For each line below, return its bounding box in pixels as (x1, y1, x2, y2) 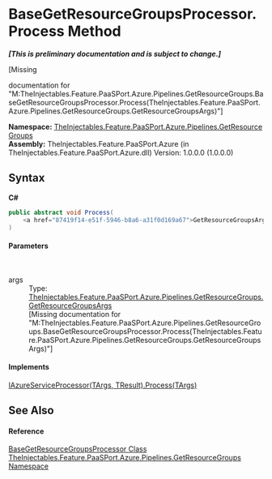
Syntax (8, 171, 45, 185)
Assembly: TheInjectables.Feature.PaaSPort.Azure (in (8, 139, 189, 148)
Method (67, 22, 121, 41)
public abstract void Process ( (8, 208, 114, 216)
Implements (8, 362, 50, 372)
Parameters (8, 241, 49, 250)
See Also (8, 404, 54, 417)
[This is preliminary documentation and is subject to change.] (8, 49, 221, 58)
